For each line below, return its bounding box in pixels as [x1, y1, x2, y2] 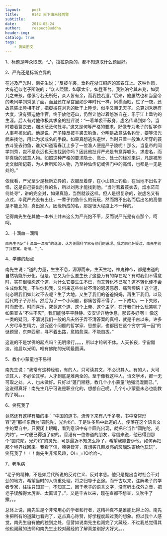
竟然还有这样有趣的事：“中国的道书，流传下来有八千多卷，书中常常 [5, 412, 143, 419]
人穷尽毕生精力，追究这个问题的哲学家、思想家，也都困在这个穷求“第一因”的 [5, 322, 162, 328]
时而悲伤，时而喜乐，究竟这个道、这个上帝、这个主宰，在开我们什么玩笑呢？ [5, 304, 162, 310]
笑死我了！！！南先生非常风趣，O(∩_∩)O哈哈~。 [5, 450, 105, 456]
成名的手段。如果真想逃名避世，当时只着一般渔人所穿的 [44, 136, 158, 142]
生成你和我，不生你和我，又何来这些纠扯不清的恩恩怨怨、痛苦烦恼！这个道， [5, 285, 162, 291]
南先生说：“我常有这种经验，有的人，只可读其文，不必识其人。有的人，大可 [5, 366, 160, 372]
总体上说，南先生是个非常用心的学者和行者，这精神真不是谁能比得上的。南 [5, 507, 158, 513]
